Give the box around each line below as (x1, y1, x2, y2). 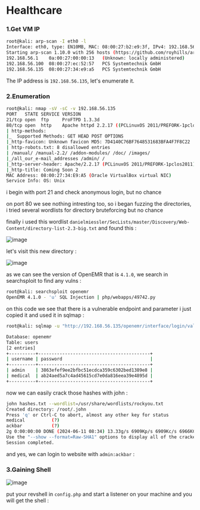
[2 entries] (6, 345, 36, 351)
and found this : (98, 225, 137, 232)
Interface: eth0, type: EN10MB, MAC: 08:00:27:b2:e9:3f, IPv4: (6, 44, 167, 50)
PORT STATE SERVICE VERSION (6, 111, 82, 117)
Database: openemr (6, 334, 52, 340)
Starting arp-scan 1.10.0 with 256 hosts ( (6, 50, 116, 56)
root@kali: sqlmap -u (6, 323, 60, 329)
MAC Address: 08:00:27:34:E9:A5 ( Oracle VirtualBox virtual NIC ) (6, 172, 171, 178)
